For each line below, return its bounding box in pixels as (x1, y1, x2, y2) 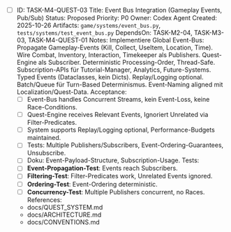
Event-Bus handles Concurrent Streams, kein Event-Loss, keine (27, 95, 210, 104)
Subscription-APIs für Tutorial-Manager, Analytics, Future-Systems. (16, 65, 211, 74)
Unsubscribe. (27, 149, 66, 157)
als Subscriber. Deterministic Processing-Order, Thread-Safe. (38, 59, 216, 67)
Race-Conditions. (27, 103, 77, 111)
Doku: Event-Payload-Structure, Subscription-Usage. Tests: (27, 156, 200, 164)
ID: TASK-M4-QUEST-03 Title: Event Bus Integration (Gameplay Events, (16, 6, 223, 14)
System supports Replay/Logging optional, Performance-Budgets (27, 125, 216, 134)
